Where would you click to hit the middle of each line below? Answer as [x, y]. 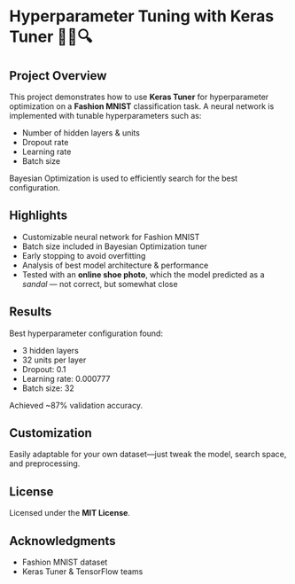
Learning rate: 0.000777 [66, 378]
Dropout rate [45, 142]
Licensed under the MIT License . [70, 513]
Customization [51, 433]
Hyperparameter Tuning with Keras [142, 16]
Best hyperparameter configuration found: [86, 333]
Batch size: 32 [48, 388]
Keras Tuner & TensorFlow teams [82, 572]
